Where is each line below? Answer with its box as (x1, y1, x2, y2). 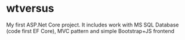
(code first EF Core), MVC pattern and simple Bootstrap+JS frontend (6, 27, 175, 34)
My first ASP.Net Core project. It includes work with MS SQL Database (6, 21, 179, 28)
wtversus (6, 2, 54, 15)
